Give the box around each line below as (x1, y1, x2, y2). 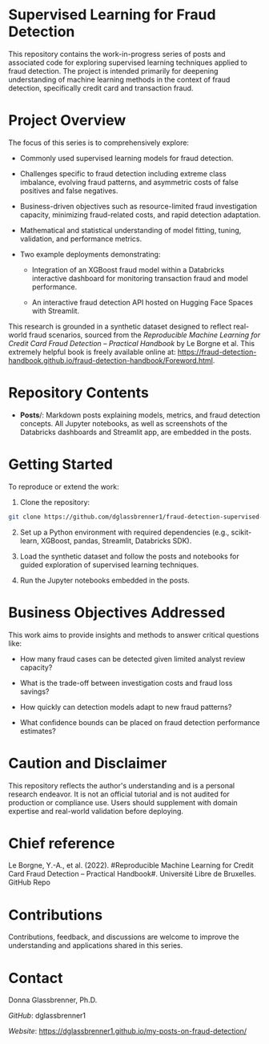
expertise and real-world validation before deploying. (8, 806, 184, 816)
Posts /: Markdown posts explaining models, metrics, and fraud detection (19, 410, 261, 420)
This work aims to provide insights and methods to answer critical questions (8, 630, 259, 639)
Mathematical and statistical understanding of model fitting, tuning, (19, 225, 242, 235)
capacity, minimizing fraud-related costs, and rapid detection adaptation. (19, 210, 261, 220)
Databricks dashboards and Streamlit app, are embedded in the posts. (19, 427, 252, 437)
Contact (8, 969, 63, 987)
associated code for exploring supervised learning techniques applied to (8, 58, 248, 67)
